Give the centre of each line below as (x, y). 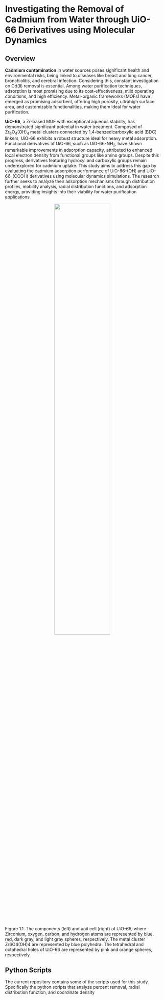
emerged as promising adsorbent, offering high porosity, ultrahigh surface (80, 101)
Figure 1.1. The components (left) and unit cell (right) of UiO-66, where (76, 928)
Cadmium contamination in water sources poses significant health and (77, 70)
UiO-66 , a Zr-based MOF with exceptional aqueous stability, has (70, 122)
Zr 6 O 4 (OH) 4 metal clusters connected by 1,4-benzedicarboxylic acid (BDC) (81, 133)
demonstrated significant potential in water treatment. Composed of (74, 127)
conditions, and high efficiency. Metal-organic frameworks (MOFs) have (78, 96)
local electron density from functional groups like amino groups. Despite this (82, 155)
